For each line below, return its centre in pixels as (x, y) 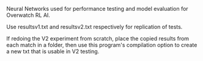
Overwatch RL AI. (28, 15)
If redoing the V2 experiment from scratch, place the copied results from (98, 38)
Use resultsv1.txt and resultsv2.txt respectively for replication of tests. (94, 27)
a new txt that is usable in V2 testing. (53, 51)
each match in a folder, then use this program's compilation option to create (102, 45)
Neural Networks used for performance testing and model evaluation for (97, 9)
